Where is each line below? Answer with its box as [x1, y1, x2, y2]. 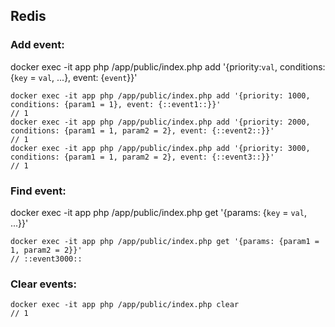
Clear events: [10, 277, 77, 291]
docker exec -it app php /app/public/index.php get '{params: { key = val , [10, 206, 307, 218]
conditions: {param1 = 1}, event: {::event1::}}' [10, 99, 222, 109]
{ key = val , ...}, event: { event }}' [10, 71, 138, 83]
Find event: [10, 184, 67, 198]
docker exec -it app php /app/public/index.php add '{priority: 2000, [10, 117, 311, 127]
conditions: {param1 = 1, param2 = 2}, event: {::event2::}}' [10, 125, 275, 136]
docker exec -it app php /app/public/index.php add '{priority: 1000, [10, 90, 311, 101]
